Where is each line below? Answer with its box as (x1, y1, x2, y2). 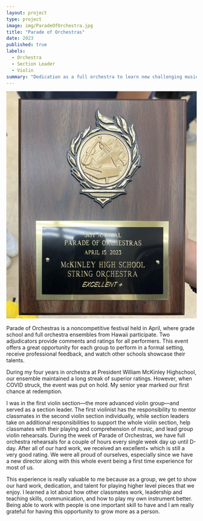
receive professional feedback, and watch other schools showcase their (6, 350, 185, 357)
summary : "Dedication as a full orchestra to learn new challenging (6, 73, 182, 80)
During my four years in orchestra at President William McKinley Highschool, (6, 368, 197, 376)
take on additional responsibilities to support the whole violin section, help (6, 419, 191, 426)
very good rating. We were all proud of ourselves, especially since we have (6, 451, 193, 458)
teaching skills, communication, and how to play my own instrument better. (6, 494, 193, 502)
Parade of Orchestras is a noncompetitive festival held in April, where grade (6, 324, 195, 331)
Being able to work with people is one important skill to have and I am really (6, 501, 195, 508)
